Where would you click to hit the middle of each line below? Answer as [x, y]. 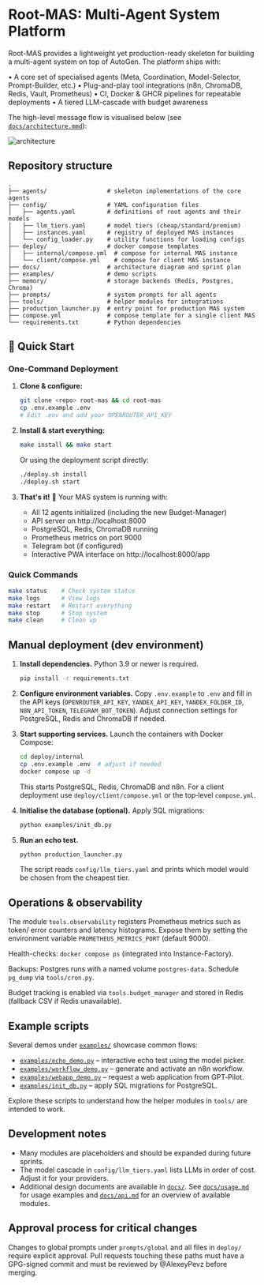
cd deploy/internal [52, 757]
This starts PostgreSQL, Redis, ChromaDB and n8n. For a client [122, 787]
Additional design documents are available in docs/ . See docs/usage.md [134, 1186]
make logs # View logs [54, 598]
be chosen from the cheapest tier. [74, 877]
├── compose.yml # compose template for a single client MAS [132, 315]
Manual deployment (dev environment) [106, 645]
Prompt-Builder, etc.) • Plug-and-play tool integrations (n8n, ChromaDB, [125, 85]
